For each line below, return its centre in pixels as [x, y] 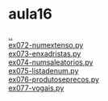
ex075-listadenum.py [44, 70]
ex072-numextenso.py [46, 44]
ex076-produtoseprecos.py [54, 79]
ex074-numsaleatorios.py [51, 62]
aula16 [30, 14]
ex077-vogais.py [36, 88]
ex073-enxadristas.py [45, 53]
